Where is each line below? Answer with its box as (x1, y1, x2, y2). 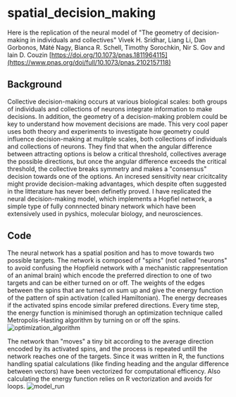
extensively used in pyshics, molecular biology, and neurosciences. (7, 209, 203, 218)
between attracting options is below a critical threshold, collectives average (7, 149, 227, 158)
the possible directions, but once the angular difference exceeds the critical (7, 157, 227, 165)
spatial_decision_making (7, 5, 156, 21)
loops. (7, 382, 26, 390)
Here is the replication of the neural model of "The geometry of (7, 28, 191, 37)
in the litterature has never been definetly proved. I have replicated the (7, 187, 211, 195)
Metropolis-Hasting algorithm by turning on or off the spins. (7, 315, 181, 324)
